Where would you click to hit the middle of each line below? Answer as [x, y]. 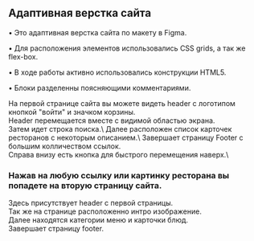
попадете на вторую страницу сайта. [85, 186]
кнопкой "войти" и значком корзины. [72, 112]
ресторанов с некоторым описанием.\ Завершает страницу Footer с [126, 137]
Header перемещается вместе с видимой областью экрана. [112, 120]
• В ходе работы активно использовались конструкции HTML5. [117, 72]
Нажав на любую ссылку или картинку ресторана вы [119, 175]
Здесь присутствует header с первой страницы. [91, 203]
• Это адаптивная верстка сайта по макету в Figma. [98, 32]
